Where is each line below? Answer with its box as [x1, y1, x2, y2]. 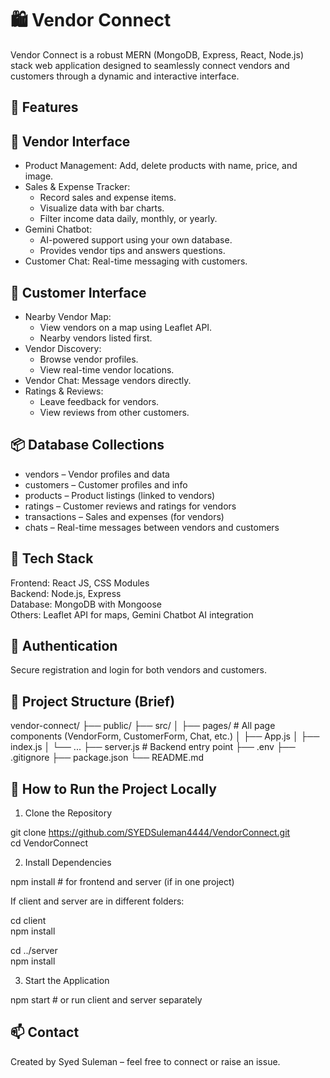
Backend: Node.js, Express [10, 587, 122, 599]
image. [24, 170, 54, 182]
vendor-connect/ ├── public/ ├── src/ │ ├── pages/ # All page [10, 720, 276, 732]
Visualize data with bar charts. [39, 202, 165, 214]
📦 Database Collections [10, 437, 165, 454]
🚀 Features [10, 99, 79, 116]
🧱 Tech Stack [10, 550, 94, 567]
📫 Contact [10, 1024, 80, 1041]
